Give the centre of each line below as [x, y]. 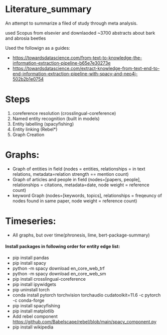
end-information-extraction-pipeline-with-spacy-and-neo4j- [75, 73]
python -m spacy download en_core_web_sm [59, 273]
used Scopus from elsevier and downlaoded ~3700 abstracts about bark [80, 33]
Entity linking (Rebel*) [35, 129]
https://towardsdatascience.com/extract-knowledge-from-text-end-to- [86, 68]
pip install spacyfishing [36, 305]
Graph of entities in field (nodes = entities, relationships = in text [79, 169]
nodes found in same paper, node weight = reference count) [75, 201]
